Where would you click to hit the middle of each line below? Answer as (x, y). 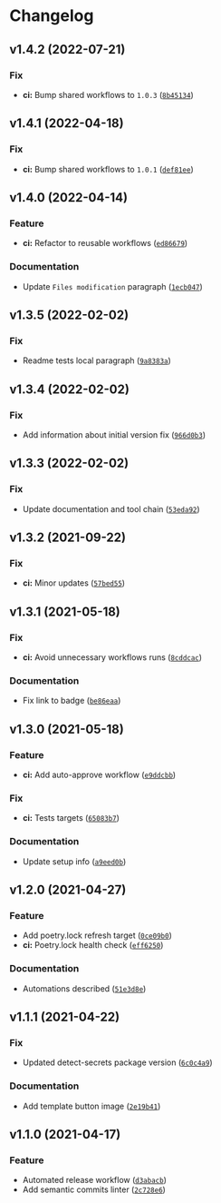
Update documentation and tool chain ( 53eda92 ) (111, 508)
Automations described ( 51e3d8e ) (84, 988)
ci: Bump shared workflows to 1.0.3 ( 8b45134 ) (108, 94)
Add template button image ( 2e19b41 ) (91, 1106)
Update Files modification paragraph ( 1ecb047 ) (113, 286)
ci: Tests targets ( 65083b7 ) (71, 818)
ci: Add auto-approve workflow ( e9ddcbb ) (99, 774)
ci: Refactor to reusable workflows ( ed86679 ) (105, 243)
